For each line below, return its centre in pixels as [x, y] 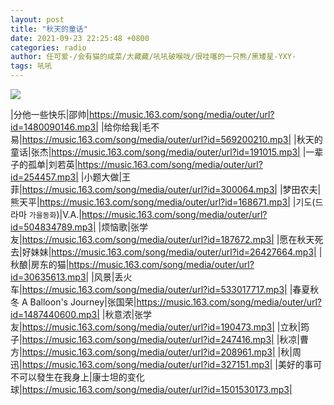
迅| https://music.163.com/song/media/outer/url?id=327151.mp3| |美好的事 [161, 364]
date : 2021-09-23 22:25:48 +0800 [80, 38]
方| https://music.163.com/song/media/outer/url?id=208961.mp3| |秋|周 [156, 352]
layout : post [37, 19]
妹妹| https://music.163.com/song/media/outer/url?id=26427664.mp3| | [176, 252]
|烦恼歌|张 [119, 227]
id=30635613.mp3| [50, 277]
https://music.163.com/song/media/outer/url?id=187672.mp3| [148, 239]
